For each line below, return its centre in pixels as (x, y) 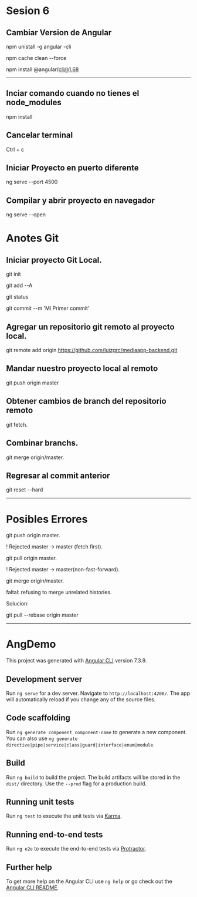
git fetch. (17, 424)
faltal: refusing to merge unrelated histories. (59, 593)
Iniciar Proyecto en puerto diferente (72, 168)
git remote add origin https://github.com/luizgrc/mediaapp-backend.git (92, 350)
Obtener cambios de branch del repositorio (86, 401)
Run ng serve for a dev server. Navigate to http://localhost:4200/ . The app (98, 693)
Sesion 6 (28, 11)
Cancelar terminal (40, 135)
